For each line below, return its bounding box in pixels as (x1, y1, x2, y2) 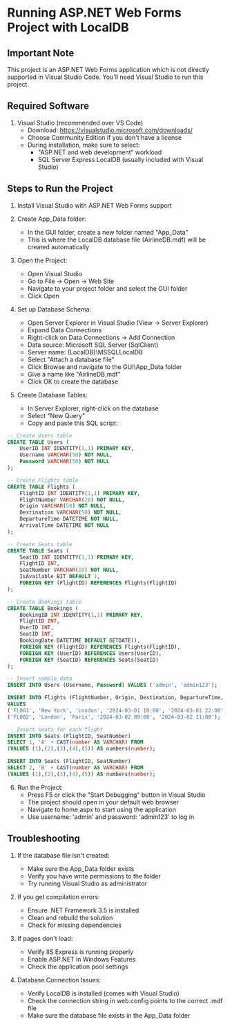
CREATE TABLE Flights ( (7, 483, 76, 490)
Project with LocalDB (7, 19, 129, 35)
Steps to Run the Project (7, 183, 114, 195)
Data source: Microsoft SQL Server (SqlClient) (27, 341, 159, 349)
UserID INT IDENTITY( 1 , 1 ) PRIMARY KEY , (19, 445, 135, 452)
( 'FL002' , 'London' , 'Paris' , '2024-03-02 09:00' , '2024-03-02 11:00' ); (7, 713, 221, 721)
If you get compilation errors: (17, 892, 100, 901)
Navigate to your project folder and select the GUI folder (27, 284, 188, 292)
